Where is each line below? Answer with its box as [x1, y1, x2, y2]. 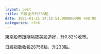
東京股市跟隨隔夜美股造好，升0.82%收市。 [5, 34, 91, 40]
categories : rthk [5, 20, 40, 25]
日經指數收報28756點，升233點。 [5, 44, 73, 50]
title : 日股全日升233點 [5, 11, 49, 16]
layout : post [5, 7, 32, 12]
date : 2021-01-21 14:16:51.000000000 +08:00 [5, 16, 97, 21]
